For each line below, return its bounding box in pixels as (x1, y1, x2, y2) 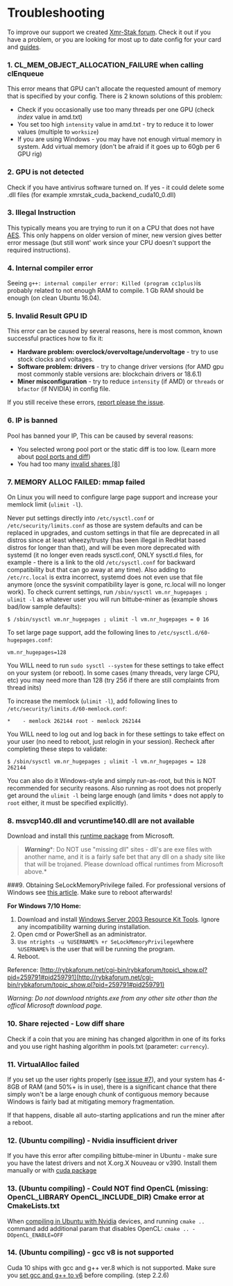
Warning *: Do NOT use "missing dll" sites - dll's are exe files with (24, 846, 212, 854)
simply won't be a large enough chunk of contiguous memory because (7, 1090, 209, 1098)
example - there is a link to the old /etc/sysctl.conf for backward (7, 558, 196, 566)
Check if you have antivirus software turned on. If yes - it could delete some (7, 183, 225, 191)
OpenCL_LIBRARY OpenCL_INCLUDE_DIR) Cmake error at (7, 1192, 205, 1202)
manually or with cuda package (7, 1166, 97, 1175)
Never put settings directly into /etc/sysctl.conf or (7, 514, 155, 523)
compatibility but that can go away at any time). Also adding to (7, 566, 186, 574)
